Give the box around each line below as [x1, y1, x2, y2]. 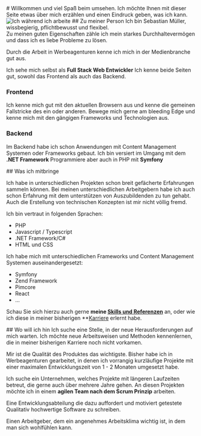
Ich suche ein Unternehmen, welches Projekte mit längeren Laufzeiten [6, 375, 180, 382]
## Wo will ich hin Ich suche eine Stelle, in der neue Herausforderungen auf [6, 326, 193, 333]
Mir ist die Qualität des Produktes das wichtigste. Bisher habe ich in [6, 350, 173, 358]
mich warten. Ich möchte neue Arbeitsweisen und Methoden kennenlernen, [6, 332, 193, 340]
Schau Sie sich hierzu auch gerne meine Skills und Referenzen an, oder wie [6, 308, 196, 315]
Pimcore [14, 283, 36, 290]
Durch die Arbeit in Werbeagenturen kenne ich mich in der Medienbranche [6, 48, 191, 55]
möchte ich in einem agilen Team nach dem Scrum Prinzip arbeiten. [6, 387, 176, 395]
